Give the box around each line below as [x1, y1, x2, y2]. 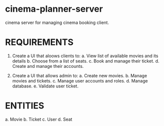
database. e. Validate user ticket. [12, 83, 79, 89]
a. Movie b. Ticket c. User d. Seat [5, 116, 73, 122]
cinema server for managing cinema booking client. [5, 20, 109, 25]
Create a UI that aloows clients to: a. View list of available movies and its [12, 53, 159, 59]
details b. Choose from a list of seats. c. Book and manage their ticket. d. [12, 58, 160, 64]
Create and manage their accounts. [12, 63, 84, 69]
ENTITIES [5, 100, 44, 111]
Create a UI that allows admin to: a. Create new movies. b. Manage [12, 72, 147, 79]
